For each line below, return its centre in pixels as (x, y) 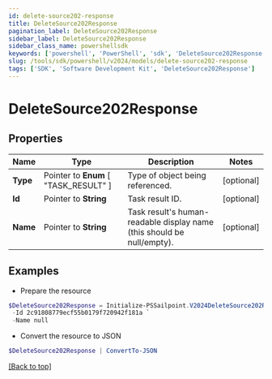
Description (171, 162)
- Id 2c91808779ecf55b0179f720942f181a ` (81, 313)
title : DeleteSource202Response (63, 24)
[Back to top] (30, 367)
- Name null (30, 321)
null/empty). (151, 242)
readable (144, 222)
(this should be (156, 232)
